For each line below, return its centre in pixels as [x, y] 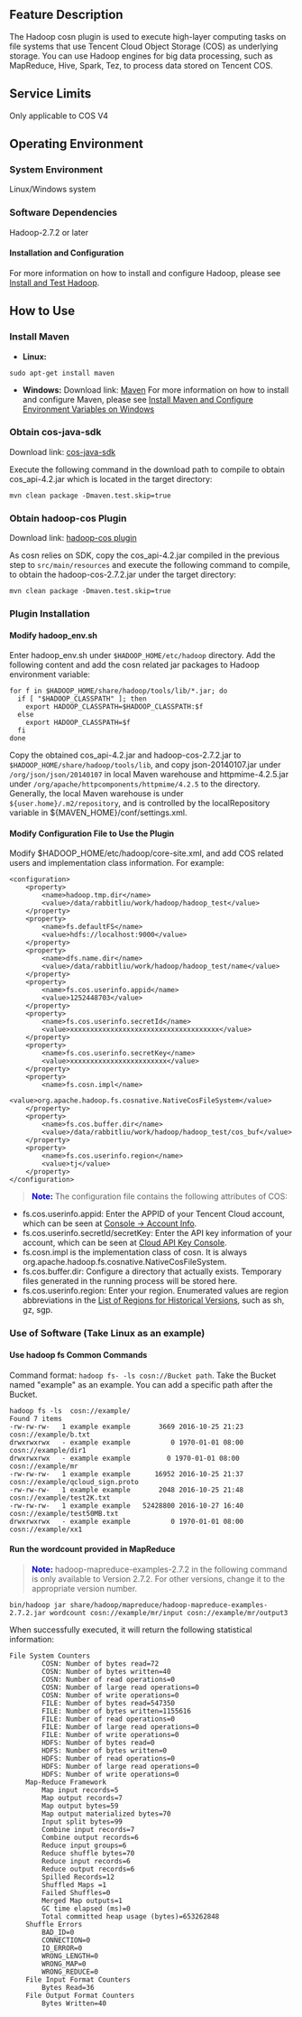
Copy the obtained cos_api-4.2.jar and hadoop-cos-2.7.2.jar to [125, 755]
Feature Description [66, 15]
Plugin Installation [50, 614]
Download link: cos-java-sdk [62, 451]
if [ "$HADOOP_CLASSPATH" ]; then [82, 699]
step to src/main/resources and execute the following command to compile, [150, 565]
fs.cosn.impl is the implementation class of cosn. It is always [135, 1252]
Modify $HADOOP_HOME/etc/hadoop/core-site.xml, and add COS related [146, 853]
